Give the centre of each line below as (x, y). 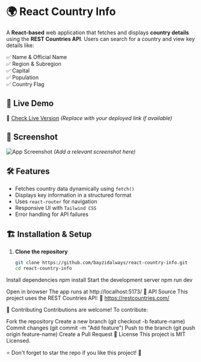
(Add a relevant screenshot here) (94, 151)
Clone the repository (41, 252)
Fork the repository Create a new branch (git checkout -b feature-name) (96, 321)
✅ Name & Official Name (37, 57)
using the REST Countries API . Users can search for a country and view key (101, 39)
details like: (20, 45)
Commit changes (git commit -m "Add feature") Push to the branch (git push (101, 328)
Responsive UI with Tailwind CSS (56, 208)
